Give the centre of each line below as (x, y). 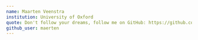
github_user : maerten (33, 28)
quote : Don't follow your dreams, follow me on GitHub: (76, 22)
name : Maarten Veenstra (35, 11)
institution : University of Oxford (50, 17)
